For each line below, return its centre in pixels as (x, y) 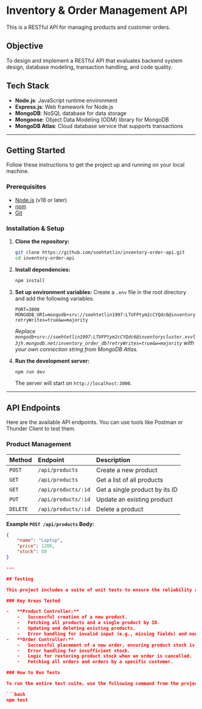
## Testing (20, 579)
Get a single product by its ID (137, 490)
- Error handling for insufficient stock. (74, 651)
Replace (25, 331)
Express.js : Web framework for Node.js (64, 106)
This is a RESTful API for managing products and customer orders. (88, 27)
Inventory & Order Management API (97, 11)
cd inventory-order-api (45, 258)
